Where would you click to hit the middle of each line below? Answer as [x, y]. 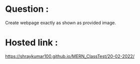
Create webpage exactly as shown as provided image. [61, 23]
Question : [27, 9]
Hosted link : [32, 43]
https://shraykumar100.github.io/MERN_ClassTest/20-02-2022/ [70, 56]
